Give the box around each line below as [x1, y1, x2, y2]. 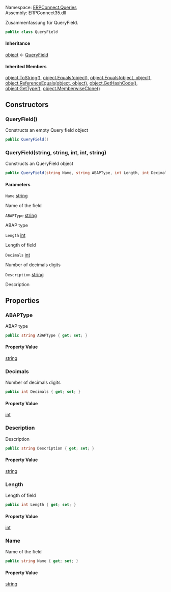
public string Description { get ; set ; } [5, 445, 95, 451]
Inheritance [5, 40, 31, 46]
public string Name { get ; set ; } [5, 558, 79, 564]
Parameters [5, 181, 31, 187]
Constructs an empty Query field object [5, 127, 89, 133]
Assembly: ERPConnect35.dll [5, 10, 66, 16]
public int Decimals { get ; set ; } [5, 389, 81, 394]
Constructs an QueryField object [5, 160, 74, 167]
